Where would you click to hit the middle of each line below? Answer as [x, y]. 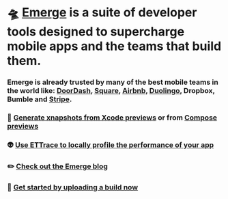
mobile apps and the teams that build [114, 46]
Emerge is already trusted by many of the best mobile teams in [113, 82]
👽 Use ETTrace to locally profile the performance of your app [111, 145]
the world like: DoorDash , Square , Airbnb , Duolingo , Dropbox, [111, 91]
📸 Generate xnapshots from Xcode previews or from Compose [112, 118]
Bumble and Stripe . [40, 99]
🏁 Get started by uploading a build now [73, 187]
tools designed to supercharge [96, 32]
